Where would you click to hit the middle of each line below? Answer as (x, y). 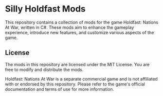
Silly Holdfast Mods (45, 9)
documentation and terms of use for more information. (60, 89)
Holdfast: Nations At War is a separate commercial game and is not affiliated (81, 79)
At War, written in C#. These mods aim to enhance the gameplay (70, 27)
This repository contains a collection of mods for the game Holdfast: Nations (82, 22)
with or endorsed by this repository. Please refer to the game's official (75, 84)
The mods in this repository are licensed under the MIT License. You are (77, 64)
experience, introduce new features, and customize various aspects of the (80, 32)
